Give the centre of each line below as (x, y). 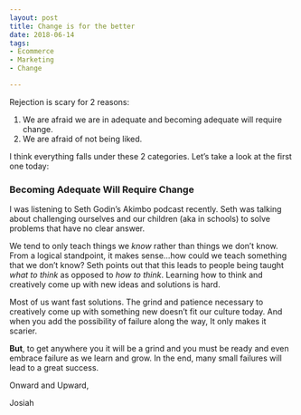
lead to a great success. (54, 368)
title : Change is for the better (72, 26)
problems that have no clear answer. (77, 228)
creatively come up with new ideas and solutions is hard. (115, 285)
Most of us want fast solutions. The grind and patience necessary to (136, 302)
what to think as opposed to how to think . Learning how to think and (136, 275)
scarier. (24, 331)
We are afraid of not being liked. (82, 139)
